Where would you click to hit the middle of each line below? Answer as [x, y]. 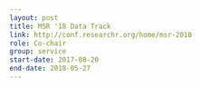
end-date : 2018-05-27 [50, 69]
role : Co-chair [38, 43]
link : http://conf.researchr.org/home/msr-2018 [101, 34]
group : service [38, 52]
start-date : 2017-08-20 [54, 60]
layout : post [34, 18]
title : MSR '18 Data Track [60, 26]
